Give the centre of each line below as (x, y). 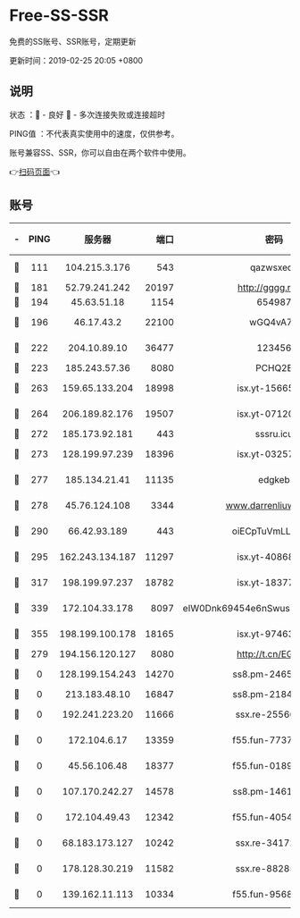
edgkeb (274, 479)
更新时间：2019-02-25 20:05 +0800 (76, 60)
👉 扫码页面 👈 (35, 172)
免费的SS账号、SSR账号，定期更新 (73, 41)
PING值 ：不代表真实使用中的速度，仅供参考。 (94, 133)
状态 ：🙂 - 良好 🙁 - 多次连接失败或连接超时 (87, 114)
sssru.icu (274, 434)
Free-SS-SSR (59, 16)
